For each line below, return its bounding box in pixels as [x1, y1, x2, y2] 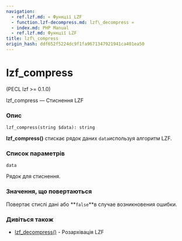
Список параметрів [6, 149, 65, 158]
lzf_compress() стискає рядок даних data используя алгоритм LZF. [6, 135, 172, 142]
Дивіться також [6, 215, 54, 223]
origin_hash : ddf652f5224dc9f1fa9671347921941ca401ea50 [6, 41, 145, 47]
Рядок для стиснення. [6, 173, 61, 180]
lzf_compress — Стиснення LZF [6, 97, 84, 104]
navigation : [6, 8, 35, 15]
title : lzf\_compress [6, 36, 59, 41]
